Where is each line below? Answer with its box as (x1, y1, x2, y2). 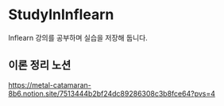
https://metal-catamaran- (8, 80, 91, 89)
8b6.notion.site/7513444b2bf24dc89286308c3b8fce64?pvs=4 (8, 88, 216, 98)
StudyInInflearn (8, 6, 114, 24)
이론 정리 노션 (8, 58, 71, 73)
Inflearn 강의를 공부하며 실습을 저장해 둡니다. (8, 33, 149, 42)
